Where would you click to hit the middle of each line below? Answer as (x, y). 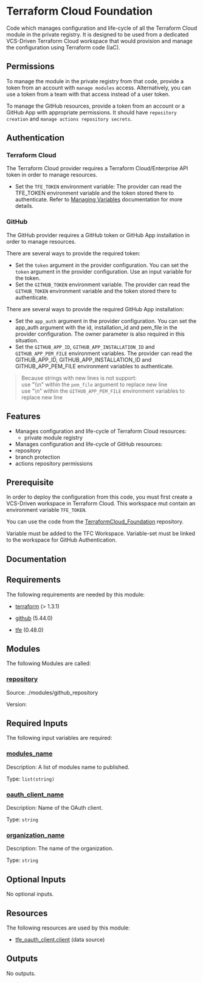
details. (24, 206)
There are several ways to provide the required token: (74, 253)
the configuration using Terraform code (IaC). (63, 47)
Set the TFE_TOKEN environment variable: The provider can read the (98, 187)
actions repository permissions (54, 463)
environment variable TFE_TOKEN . (46, 510)
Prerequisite (30, 482)
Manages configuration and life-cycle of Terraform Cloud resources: (101, 431)
